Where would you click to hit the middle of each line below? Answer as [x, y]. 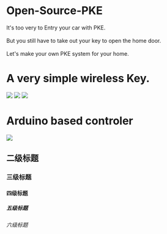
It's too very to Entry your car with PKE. [56, 28]
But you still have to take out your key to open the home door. [84, 40]
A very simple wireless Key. [78, 79]
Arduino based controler [70, 121]
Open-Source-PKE [54, 11]
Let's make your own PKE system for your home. [68, 53]
